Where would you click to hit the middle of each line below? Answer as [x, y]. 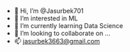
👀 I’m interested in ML [46, 18]
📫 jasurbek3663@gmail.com [57, 41]
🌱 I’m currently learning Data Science [69, 26]
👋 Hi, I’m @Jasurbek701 [49, 11]
